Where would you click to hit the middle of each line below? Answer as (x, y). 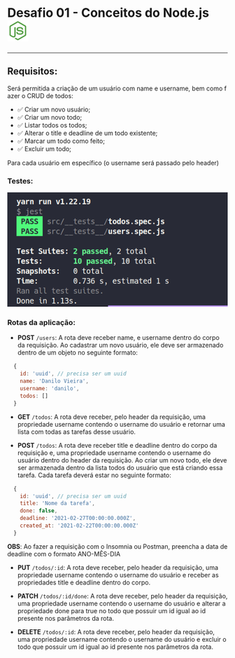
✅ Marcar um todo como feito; (61, 141)
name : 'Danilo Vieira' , (55, 381)
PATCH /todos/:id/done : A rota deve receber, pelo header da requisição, (122, 596)
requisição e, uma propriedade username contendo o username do (114, 453)
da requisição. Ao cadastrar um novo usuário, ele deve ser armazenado (120, 345)
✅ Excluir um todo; (44, 149)
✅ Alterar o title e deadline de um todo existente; (87, 133)
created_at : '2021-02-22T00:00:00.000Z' (79, 526)
